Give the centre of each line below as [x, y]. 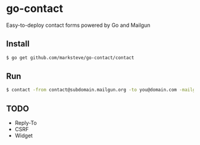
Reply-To [26, 123]
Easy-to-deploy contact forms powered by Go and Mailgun [78, 25]
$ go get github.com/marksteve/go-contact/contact [70, 58]
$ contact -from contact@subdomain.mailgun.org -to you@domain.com [92, 90]
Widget [24, 135]
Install [18, 44]
